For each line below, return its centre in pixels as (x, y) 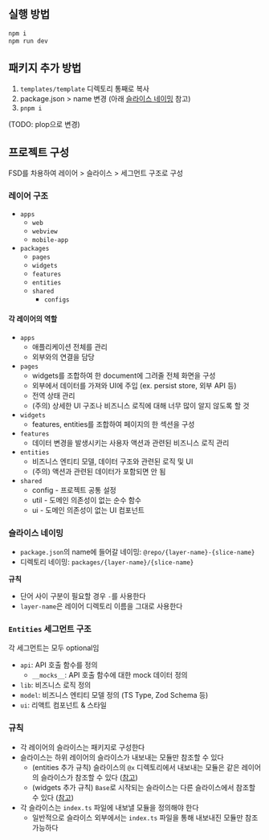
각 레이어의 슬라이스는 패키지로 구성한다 (82, 747)
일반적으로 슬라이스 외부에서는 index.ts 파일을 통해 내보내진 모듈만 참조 (145, 817)
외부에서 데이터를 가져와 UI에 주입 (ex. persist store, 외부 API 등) (134, 385)
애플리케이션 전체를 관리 (70, 346)
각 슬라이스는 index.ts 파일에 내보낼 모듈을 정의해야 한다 (109, 807)
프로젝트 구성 (39, 152)
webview (45, 232)
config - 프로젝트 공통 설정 (74, 490)
